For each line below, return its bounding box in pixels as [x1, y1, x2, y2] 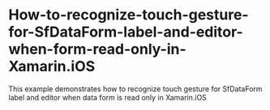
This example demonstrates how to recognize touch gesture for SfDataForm [8, 83, 263, 94]
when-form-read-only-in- [8, 40, 186, 58]
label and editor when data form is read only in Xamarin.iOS [8, 92, 207, 102]
